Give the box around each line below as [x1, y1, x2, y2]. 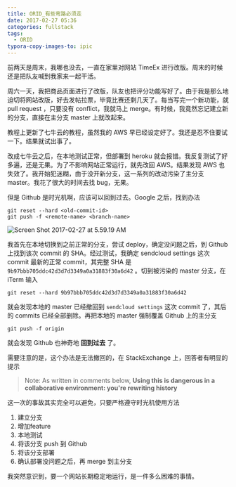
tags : [7, 30, 23, 37]
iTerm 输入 [7, 275, 39, 283]
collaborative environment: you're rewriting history [24, 384, 178, 392]
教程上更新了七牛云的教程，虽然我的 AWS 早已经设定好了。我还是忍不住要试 [7, 128, 228, 136]
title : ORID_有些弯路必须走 [7, 10, 82, 18]
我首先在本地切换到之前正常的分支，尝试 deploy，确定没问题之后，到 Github [7, 240, 228, 248]
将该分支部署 [17, 448, 55, 457]
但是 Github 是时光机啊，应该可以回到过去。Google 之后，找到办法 [7, 193, 200, 201]
